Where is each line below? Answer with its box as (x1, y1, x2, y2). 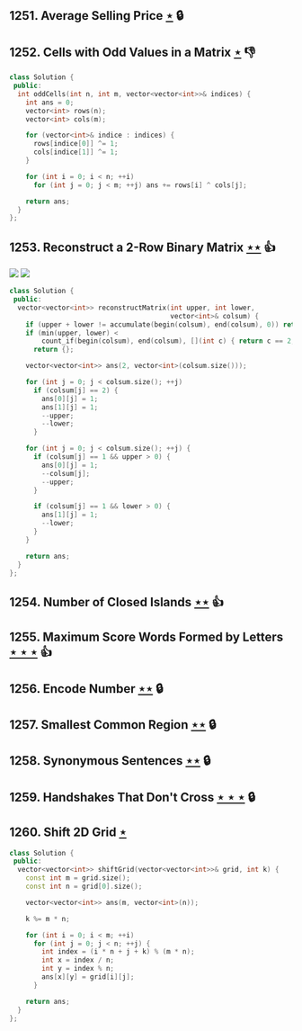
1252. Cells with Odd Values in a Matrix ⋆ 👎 (9, 44, 256, 59)
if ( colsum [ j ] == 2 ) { (32, 386, 119, 395)
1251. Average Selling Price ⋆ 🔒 (9, 8, 184, 23)
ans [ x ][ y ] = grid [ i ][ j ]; (41, 973, 135, 982)
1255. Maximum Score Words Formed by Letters (9, 630, 284, 645)
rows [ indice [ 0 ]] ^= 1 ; (32, 139, 119, 148)
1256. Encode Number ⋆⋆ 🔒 (9, 681, 164, 696)
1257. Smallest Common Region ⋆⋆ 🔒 (9, 717, 217, 732)
